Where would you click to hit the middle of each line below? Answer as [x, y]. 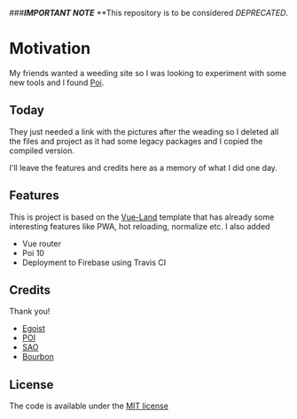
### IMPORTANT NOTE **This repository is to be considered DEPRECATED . [149, 13]
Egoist [34, 329]
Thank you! [30, 311]
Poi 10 [33, 252]
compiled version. [42, 151]
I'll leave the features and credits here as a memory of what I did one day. [143, 167]
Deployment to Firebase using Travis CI [94, 262]
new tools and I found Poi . [57, 82]
